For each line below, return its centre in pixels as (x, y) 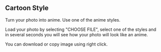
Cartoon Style (27, 8)
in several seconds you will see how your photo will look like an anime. (77, 34)
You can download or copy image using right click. (56, 44)
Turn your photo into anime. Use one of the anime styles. (63, 20)
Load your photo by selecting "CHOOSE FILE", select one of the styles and (81, 29)
